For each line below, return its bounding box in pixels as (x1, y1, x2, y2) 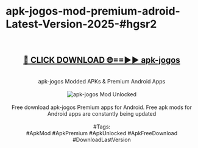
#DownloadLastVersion (72, 136, 132, 143)
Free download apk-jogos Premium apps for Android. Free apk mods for (11, 104, 193, 111)
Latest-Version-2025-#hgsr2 (5, 17, 157, 31)
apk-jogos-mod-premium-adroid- (5, 4, 180, 18)
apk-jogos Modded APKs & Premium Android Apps (38, 77, 166, 85)
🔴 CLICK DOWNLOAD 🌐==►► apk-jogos (23, 55, 180, 65)
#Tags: (93, 123, 111, 130)
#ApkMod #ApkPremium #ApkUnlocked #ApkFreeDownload (26, 129, 178, 136)
